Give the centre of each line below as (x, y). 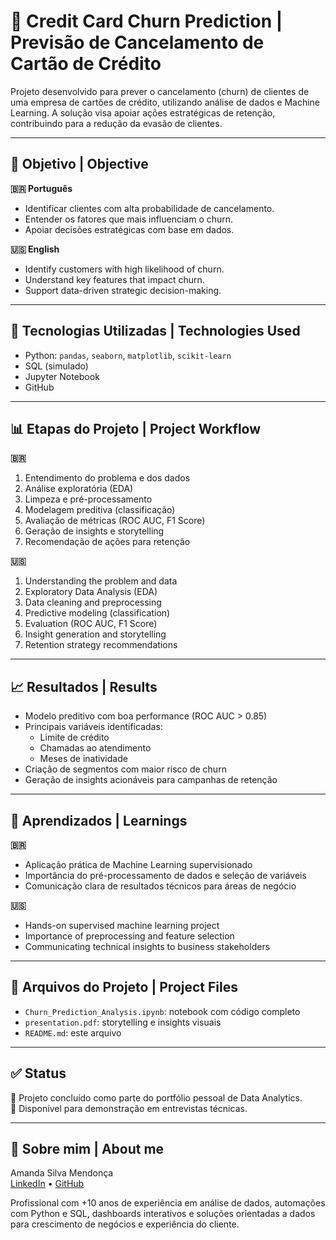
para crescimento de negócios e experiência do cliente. (125, 1224)
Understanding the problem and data (101, 581)
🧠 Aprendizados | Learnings (99, 820)
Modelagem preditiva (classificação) (100, 510)
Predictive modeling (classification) (97, 613)
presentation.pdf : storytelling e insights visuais (123, 1022)
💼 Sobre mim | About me (87, 1149)
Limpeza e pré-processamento (88, 499)
